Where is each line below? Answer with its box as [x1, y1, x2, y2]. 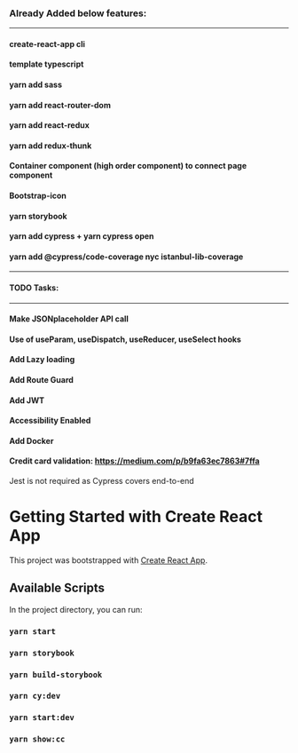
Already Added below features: [9, 7, 147, 20]
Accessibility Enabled [9, 416, 91, 426]
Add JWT [9, 394, 45, 406]
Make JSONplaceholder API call [9, 313, 129, 324]
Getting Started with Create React [9, 507, 263, 527]
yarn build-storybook [9, 670, 103, 679]
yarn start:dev [9, 713, 75, 723]
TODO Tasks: [9, 282, 59, 293]
